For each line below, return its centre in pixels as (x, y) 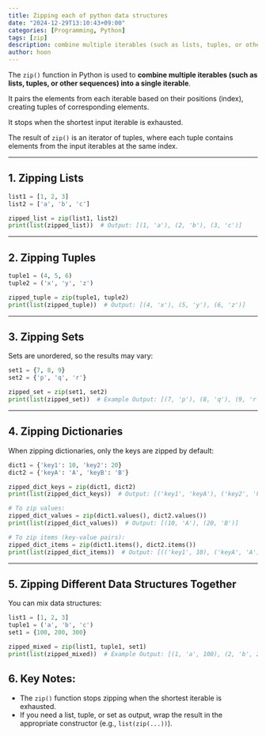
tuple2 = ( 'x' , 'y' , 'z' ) (51, 283)
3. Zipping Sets (46, 337)
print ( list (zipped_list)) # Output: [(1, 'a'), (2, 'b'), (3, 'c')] (125, 226)
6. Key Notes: (42, 679)
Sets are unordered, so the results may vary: (81, 356)
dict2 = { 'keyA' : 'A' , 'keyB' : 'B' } (68, 472)
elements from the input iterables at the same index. (93, 146)
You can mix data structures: (55, 603)
